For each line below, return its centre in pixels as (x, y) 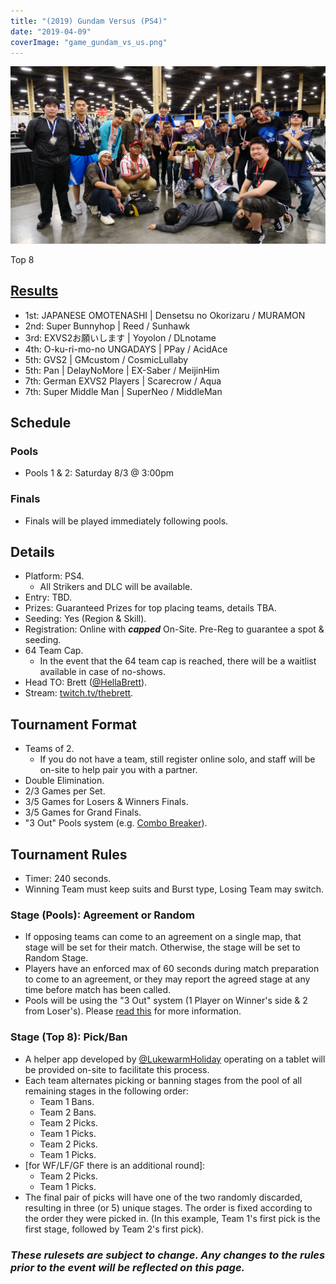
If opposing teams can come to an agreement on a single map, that (163, 937)
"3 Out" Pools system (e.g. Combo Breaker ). (116, 823)
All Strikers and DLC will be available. (116, 587)
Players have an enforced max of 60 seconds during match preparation (172, 969)
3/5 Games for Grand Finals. (83, 812)
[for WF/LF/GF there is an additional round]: (115, 1165)
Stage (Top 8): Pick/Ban (69, 1037)
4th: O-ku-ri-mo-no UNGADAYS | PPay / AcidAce (126, 349)
